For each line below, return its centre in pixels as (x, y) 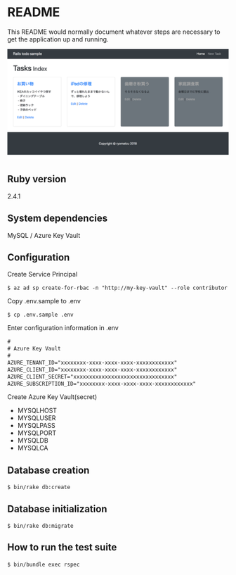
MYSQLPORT (37, 433)
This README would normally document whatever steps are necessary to (114, 32)
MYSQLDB (33, 441)
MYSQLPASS (37, 426)
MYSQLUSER (37, 418)
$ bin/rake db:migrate (40, 526)
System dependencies (57, 219)
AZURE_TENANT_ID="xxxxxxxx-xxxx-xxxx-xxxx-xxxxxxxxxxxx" (92, 363)
